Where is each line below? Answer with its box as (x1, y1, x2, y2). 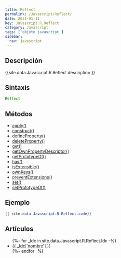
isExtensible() (12, 164, 40, 170)
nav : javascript (9, 39, 42, 44)
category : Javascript (5, 25, 49, 30)
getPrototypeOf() (12, 154, 46, 160)
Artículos (5, 225, 34, 233)
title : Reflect (5, 7, 36, 12)
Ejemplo (5, 198, 30, 207)
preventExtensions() (12, 174, 53, 180)
